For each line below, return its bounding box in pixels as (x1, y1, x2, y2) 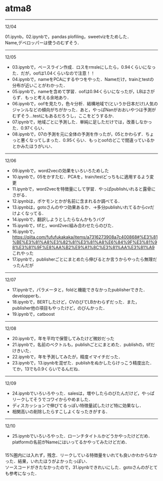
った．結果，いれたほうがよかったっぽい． (5, 458, 90, 464)
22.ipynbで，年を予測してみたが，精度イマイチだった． (12, 354, 123, 360)
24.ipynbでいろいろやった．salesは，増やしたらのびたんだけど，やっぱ (12, 390, 155, 396)
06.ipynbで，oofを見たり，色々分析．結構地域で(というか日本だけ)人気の (12, 100, 158, 106)
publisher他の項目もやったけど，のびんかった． (12, 305, 108, 311)
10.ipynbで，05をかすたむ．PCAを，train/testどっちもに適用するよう (12, 173, 150, 179)
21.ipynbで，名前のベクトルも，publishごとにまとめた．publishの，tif (12, 342, 151, 347)
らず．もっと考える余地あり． (12, 95, 71, 100)
